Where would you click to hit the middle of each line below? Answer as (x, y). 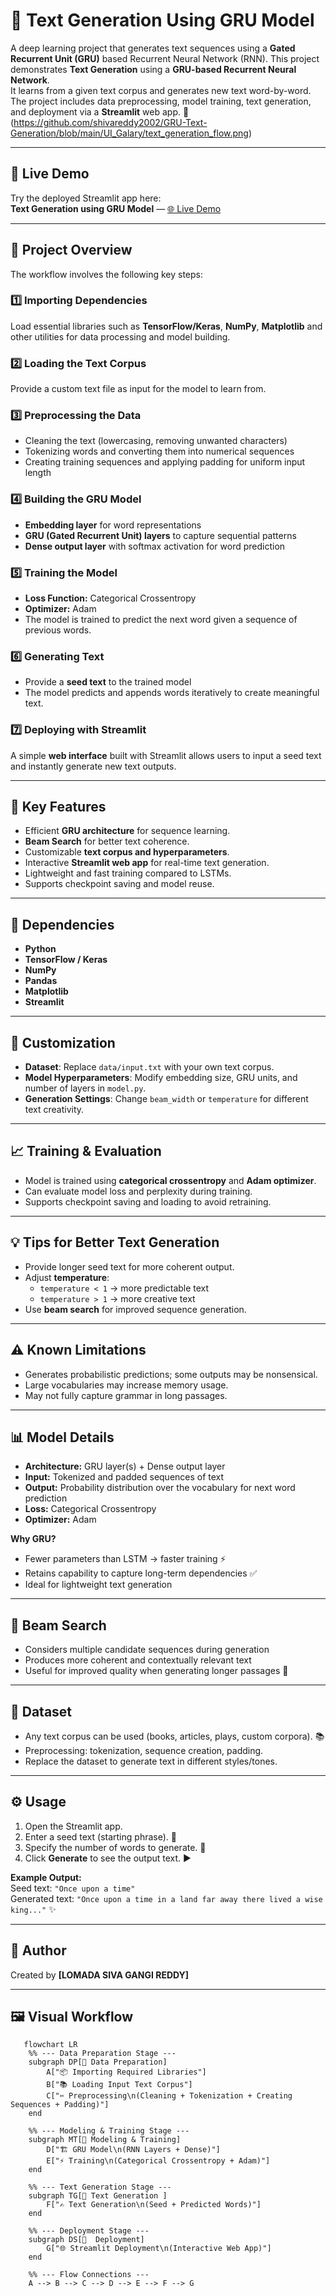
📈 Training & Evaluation (86, 1151)
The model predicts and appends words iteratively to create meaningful (172, 693)
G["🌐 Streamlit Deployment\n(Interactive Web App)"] (159, 2249)
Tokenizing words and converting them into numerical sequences (159, 451)
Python (40, 949)
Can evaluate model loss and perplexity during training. (138, 1191)
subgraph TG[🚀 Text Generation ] (98, 2196)
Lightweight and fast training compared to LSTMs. (128, 873)
